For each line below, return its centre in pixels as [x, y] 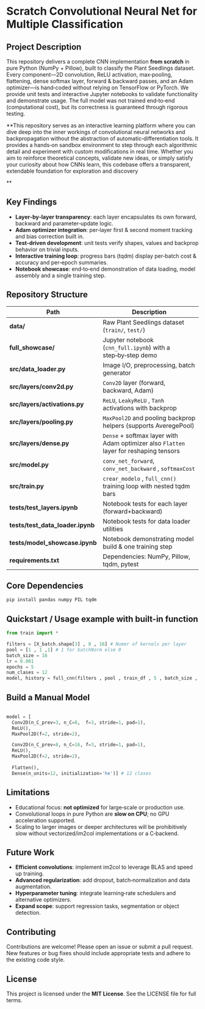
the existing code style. [36, 960]
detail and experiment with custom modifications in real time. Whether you [100, 152]
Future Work [31, 852]
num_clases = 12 [27, 673]
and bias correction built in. [49, 236]
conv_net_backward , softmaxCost [149, 468]
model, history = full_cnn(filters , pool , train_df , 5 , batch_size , [102, 678]
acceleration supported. [45, 820]
